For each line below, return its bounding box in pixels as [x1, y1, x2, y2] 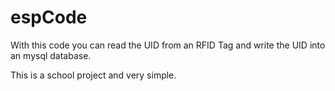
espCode [10, 6, 88, 29]
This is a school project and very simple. [10, 69, 177, 81]
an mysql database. [10, 49, 92, 61]
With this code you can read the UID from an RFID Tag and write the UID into [10, 39, 326, 51]
